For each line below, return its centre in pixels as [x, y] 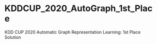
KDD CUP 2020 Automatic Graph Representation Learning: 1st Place [73, 32]
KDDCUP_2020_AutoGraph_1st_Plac [79, 8]
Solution [13, 37]
